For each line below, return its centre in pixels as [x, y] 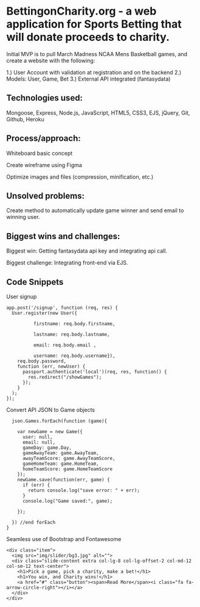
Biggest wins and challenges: [63, 236]
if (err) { [36, 485]
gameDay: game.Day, [47, 448]
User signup [22, 296]
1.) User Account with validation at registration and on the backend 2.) [94, 72]
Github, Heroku [25, 119]
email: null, [39, 442]
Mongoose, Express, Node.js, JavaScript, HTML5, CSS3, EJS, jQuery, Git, [98, 113]
